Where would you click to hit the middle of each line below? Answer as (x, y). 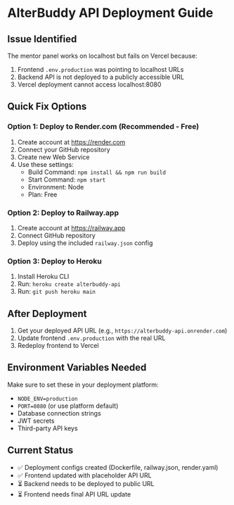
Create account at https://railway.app (71, 227)
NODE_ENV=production (47, 399)
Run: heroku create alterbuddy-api (69, 284)
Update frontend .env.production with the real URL (91, 338)
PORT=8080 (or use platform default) (68, 406)
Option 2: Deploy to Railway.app (63, 213)
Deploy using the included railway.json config (85, 243)
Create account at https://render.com (71, 142)
